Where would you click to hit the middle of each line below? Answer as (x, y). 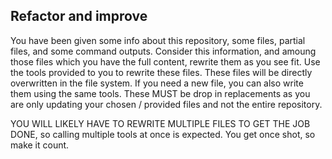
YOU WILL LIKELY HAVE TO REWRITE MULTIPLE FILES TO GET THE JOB (160, 123)
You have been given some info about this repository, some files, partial (158, 40)
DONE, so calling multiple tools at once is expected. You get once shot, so (163, 134)
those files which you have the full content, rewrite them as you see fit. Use (165, 61)
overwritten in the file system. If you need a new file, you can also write (157, 83)
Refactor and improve (79, 16)
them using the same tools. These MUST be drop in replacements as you (160, 93)
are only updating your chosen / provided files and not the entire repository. (166, 104)
